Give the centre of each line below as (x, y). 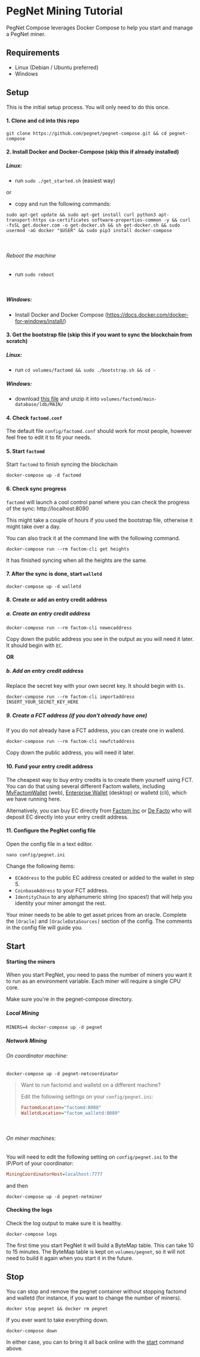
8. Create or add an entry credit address (57, 600)
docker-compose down (32, 1331)
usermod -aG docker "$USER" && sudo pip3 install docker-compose (89, 231)
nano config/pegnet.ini (36, 855)
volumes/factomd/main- (129, 399)
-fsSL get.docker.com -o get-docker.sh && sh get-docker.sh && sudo (93, 225)
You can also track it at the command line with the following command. (93, 538)
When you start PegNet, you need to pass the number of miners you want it (99, 975)
